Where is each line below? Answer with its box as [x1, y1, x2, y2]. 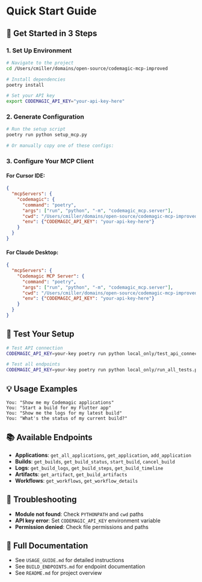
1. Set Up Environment [6, 46, 72, 55]
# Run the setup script [6, 126, 66, 132]
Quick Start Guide [6, 4, 97, 18]
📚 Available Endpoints [6, 432, 93, 443]
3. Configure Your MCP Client [6, 156, 94, 165]
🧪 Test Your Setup [6, 329, 75, 339]
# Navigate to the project [6, 60, 74, 66]
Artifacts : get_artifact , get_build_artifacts [14, 471, 127, 478]
